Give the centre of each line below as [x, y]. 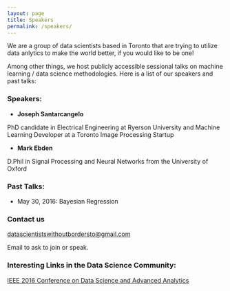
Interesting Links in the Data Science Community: [92, 266]
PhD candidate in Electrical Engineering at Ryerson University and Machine [114, 127]
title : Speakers [30, 20]
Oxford [17, 169]
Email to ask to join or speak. [48, 248]
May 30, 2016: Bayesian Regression [67, 201]
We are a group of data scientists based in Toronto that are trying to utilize [113, 46]
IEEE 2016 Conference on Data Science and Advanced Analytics [98, 280]
